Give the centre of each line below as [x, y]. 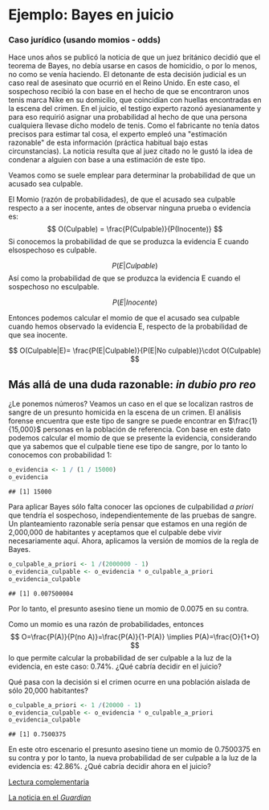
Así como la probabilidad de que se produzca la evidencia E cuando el [124, 278]
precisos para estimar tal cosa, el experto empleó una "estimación [118, 134]
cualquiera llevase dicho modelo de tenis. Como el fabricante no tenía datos [134, 125]
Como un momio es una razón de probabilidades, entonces [106, 624]
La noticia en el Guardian [50, 798]
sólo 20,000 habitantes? [48, 690]
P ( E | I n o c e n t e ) [135, 302]
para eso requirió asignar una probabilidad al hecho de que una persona [128, 117]
